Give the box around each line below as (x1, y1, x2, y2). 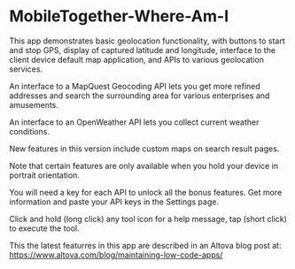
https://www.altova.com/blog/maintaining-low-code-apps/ (9, 250, 223, 260)
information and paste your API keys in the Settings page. (9, 196, 220, 207)
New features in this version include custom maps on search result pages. (9, 143, 280, 154)
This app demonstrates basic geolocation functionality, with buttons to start (9, 35, 285, 46)
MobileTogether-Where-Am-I (9, 6, 229, 27)
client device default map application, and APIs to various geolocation (9, 54, 264, 65)
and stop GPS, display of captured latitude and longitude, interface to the (9, 44, 276, 55)
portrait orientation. (9, 170, 80, 181)
